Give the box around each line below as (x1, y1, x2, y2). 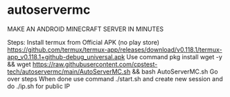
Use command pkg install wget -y (126, 52, 223, 61)
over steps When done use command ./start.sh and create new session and (7, 74, 223, 83)
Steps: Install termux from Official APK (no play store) (7, 38, 160, 46)
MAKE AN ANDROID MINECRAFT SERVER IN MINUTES (7, 25, 164, 33)
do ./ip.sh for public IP (7, 82, 71, 90)
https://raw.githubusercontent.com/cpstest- (32, 60, 158, 68)
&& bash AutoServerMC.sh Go (132, 67, 218, 76)
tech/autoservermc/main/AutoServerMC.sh (7, 67, 131, 76)
